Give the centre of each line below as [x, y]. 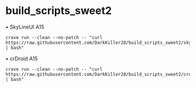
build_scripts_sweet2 [59, 11]
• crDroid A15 [22, 58]
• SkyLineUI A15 [25, 27]
